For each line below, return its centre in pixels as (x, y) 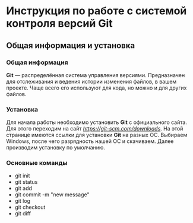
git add (23, 189)
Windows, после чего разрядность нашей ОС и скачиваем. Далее (90, 141)
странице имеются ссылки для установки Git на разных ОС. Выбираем (97, 135)
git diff (23, 214)
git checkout (30, 207)
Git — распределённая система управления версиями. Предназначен (96, 75)
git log (23, 201)
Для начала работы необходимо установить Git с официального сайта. (96, 122)
